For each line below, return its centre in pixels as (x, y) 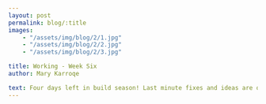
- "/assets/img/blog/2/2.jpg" (72, 45)
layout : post (30, 15)
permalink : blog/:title (47, 23)
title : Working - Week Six (53, 67)
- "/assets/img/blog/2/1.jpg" (72, 37)
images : (21, 30)
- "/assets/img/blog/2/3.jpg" (72, 52)
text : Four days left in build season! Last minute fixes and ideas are (131, 87)
